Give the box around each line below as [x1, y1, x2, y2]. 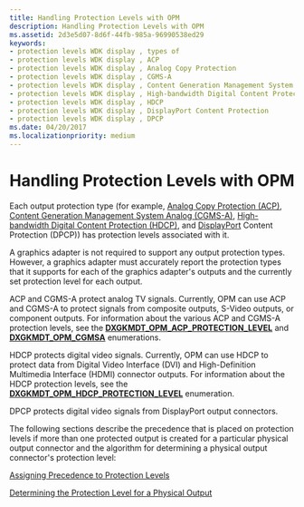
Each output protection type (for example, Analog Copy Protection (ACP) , [9, 200, 282, 211]
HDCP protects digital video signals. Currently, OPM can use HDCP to [9, 349, 269, 360]
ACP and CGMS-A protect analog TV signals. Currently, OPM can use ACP [9, 293, 287, 304]
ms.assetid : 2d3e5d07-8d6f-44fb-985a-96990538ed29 [9, 30, 204, 39]
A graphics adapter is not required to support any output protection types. [9, 247, 286, 258]
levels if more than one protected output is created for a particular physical [9, 433, 289, 444]
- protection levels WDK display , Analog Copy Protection [9, 64, 237, 73]
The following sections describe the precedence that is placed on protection [9, 423, 294, 434]
